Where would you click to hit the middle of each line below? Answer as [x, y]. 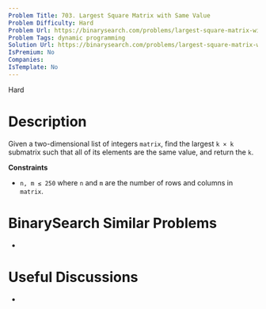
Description [47, 122]
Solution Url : [32, 45]
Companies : [26, 60]
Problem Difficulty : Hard [51, 23]
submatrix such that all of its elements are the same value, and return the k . [131, 152]
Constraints [28, 167]
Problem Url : [30, 30]
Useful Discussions [73, 277]
